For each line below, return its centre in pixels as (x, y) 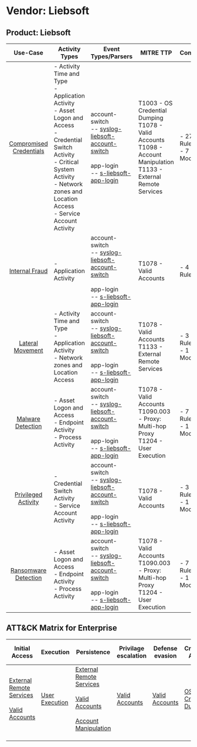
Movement (28, 350)
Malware (29, 419)
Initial (22, 648)
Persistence (93, 652)
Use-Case (29, 53)
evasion (166, 656)
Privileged (28, 494)
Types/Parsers (112, 56)
